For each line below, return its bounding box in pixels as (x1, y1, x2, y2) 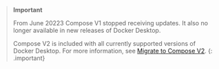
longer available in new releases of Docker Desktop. (12, 27, 161, 34)
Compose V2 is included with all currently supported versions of (12, 40, 196, 47)
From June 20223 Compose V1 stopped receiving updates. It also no (12, 19, 208, 27)
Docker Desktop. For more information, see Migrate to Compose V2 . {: (12, 47, 213, 55)
